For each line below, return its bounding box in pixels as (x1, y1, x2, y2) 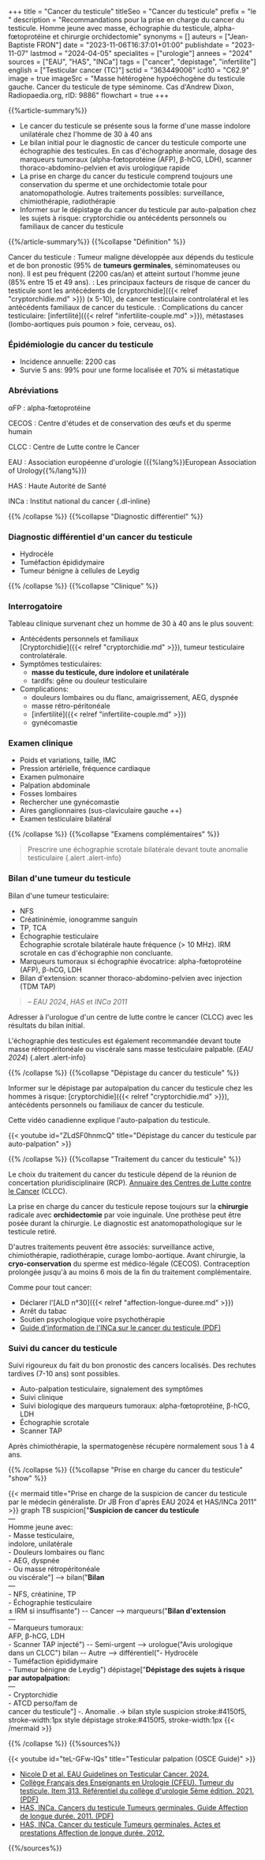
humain (8, 426, 33, 436)
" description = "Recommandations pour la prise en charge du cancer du (8, 15, 244, 24)
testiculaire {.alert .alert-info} (27, 853, 122, 863)
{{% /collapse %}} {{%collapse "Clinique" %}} (8, 581, 159, 590)
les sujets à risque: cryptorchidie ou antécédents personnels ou (19, 213, 227, 223)
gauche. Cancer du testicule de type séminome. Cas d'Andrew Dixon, (8, 82, 234, 92)
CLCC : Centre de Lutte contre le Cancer (8, 442, 140, 451)
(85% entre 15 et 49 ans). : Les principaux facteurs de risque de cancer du (8, 278, 251, 286)
